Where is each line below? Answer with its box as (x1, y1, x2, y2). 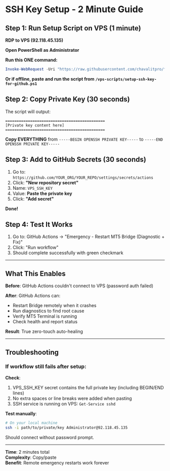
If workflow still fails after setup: (5, 363, 87, 370)
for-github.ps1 (5, 81, 37, 86)
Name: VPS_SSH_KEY (12, 185, 53, 191)
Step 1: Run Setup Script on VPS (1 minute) (5, 24, 142, 32)
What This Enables (5, 269, 66, 278)
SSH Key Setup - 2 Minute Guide (5, 4, 144, 15)
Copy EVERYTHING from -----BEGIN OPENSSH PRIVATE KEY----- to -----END (5, 136, 163, 142)
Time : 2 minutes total (5, 449, 50, 455)
